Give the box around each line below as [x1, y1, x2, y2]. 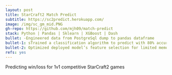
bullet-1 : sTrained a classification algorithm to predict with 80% [5, 41, 155, 46]
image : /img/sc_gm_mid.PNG [5, 21, 63, 27]
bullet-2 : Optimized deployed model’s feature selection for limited [5, 45, 157, 50]
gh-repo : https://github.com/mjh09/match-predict [5, 26, 114, 31]
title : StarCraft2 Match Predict [5, 12, 77, 17]
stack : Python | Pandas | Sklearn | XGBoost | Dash [5, 31, 118, 36]
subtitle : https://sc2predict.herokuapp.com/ [5, 17, 104, 22]
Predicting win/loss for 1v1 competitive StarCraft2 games [5, 64, 125, 70]
